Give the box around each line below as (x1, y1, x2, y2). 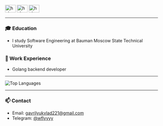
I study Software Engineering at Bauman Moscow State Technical (12, 38, 143, 44)
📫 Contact (5, 97, 31, 104)
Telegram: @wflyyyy (12, 115, 53, 121)
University (12, 43, 33, 49)
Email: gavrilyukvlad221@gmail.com (12, 110, 84, 116)
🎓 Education (5, 25, 37, 32)
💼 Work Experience (5, 55, 51, 62)
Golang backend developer (12, 66, 66, 72)
